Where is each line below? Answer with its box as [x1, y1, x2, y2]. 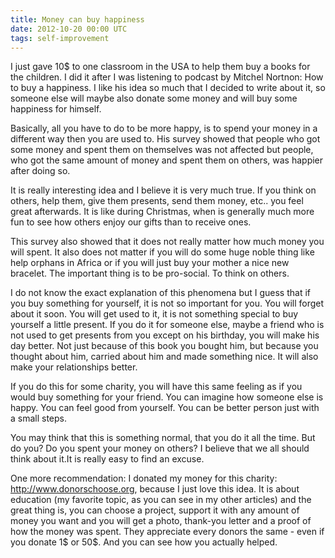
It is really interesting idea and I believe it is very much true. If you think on [10, 184, 317, 196]
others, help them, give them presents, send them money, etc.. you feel [10, 195, 304, 207]
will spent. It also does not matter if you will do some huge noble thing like [10, 246, 315, 258]
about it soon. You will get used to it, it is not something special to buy [10, 308, 299, 320]
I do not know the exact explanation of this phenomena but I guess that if [10, 287, 312, 299]
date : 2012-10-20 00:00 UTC [10, 24, 128, 34]
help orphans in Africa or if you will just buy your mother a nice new [10, 257, 290, 269]
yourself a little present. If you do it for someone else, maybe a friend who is [10, 319, 325, 331]
